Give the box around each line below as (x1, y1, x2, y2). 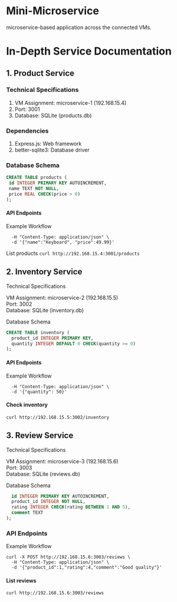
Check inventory (6, 401, 48, 408)
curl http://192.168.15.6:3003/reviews (6, 590, 104, 596)
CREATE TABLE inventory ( (6, 329, 70, 335)
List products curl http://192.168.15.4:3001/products (6, 249, 140, 257)
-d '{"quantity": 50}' (11, 389, 67, 395)
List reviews (6, 577, 37, 584)
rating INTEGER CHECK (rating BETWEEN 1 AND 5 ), (11, 504, 131, 510)
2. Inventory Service (6, 267, 83, 277)
